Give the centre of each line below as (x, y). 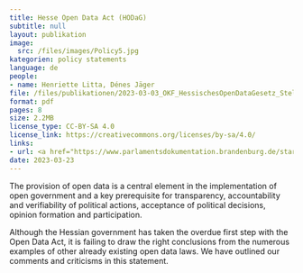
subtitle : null (38, 26)
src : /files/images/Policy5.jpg (78, 51)
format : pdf (32, 101)
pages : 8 (26, 110)
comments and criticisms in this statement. (89, 260)
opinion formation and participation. (76, 214)
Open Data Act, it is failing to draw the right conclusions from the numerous (150, 241)
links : (22, 143)
